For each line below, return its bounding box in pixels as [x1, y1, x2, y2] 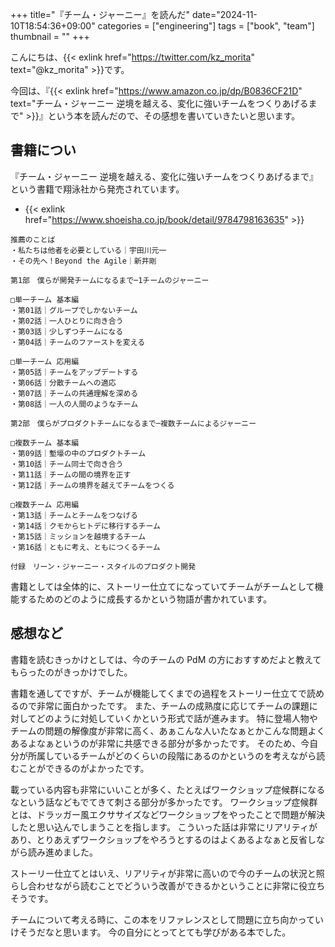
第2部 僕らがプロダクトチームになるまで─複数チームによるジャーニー [10, 418, 257, 428]
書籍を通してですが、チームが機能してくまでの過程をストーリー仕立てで [10, 687, 308, 699]
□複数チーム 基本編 [10, 438, 80, 448]
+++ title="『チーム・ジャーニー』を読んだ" [10, 9, 191, 20]
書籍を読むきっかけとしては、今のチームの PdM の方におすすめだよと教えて [10, 653, 322, 665]
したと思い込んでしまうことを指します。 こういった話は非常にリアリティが [10, 821, 318, 833]
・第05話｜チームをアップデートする [10, 367, 139, 377]
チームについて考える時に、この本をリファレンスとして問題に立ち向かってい [10, 913, 324, 925]
